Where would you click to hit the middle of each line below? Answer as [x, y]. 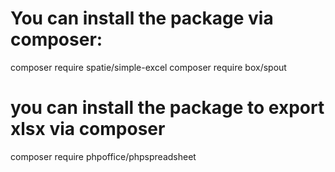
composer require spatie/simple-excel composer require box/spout [148, 67]
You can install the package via [142, 18]
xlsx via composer [88, 129]
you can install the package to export [167, 108]
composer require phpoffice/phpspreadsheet [103, 156]
